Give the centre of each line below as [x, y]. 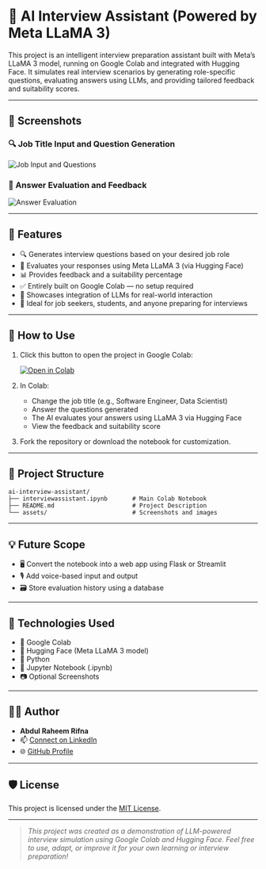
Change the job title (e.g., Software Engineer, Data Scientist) [129, 400]
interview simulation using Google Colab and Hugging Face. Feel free [141, 839]
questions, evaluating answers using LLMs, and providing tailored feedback [131, 80]
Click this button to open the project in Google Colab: [106, 354]
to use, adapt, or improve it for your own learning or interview [128, 848]
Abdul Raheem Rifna [54, 731]
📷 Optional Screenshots [59, 676]
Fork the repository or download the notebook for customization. [125, 441]
